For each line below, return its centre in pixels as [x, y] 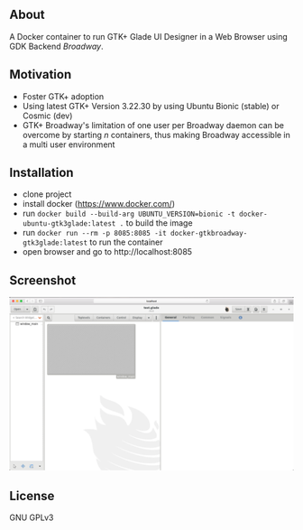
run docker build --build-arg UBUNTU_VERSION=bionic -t [129, 214]
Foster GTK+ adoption [63, 96]
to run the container [127, 242]
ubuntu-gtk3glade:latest [69, 224]
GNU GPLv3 [32, 517]
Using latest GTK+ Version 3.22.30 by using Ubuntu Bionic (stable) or [151, 106]
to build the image [159, 223]
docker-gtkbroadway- [209, 234]
